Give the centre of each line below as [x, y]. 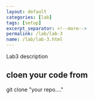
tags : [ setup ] [24, 23]
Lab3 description [27, 56]
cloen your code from [47, 75]
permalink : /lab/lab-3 [34, 34]
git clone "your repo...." [35, 89]
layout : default [26, 12]
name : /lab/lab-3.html [34, 39]
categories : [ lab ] [29, 17]
